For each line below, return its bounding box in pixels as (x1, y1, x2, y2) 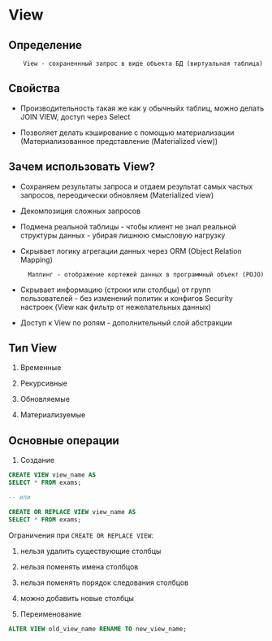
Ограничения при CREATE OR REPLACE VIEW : (8, 530, 154, 540)
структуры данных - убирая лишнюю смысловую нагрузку (19, 230, 226, 240)
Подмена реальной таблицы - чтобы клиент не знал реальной (19, 221, 237, 231)
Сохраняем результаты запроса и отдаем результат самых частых (19, 181, 253, 191)
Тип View (8, 342, 58, 355)
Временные (19, 363, 62, 373)
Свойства (8, 81, 61, 95)
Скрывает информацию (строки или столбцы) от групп (19, 285, 211, 294)
